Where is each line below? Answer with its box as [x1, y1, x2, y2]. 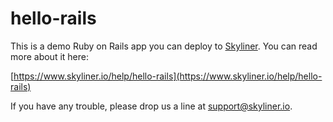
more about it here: [10, 50, 90, 62]
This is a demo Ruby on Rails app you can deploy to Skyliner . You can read [10, 40, 318, 52]
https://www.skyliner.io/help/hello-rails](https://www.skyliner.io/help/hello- [13, 70, 323, 82]
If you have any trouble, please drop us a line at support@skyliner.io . [10, 100, 293, 112]
